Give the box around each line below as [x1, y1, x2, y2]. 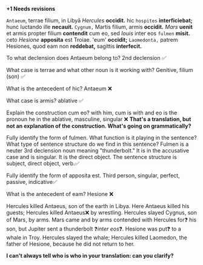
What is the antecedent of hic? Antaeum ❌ [6, 85, 112, 92]
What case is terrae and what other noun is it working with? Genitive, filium [6, 67, 193, 73]
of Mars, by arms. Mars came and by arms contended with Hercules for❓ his [6, 216, 197, 223]
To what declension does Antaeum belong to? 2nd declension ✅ [6, 54, 167, 61]
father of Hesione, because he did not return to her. [6, 240, 135, 247]
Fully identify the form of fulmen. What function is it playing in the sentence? [6, 134, 197, 141]
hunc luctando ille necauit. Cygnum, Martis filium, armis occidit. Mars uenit [6, 24, 193, 30]
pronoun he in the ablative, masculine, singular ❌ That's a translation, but [6, 116, 191, 123]
